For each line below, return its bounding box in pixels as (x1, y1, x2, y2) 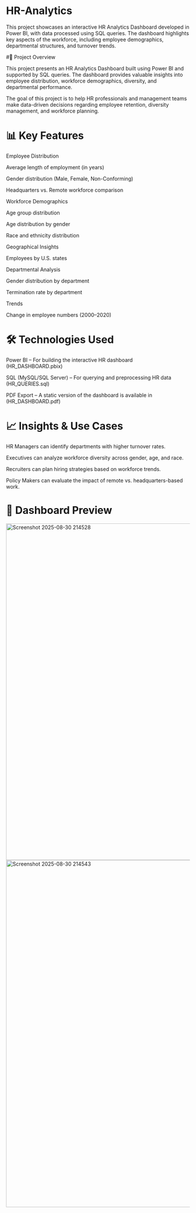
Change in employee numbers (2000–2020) (6, 311, 112, 318)
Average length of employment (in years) (6, 163, 104, 171)
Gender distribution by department (6, 277, 89, 284)
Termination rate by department (6, 288, 83, 295)
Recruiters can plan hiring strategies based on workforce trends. (6, 465, 162, 472)
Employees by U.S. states (6, 254, 67, 261)
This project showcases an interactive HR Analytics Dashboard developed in (6, 23, 190, 30)
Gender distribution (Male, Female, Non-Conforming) (6, 175, 134, 182)
